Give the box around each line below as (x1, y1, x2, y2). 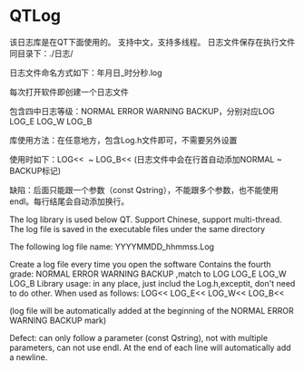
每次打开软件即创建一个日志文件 (9, 86, 129, 97)
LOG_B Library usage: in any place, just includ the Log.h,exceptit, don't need (9, 277, 296, 288)
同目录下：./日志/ (9, 47, 74, 59)
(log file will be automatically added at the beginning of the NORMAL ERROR (9, 305, 294, 316)
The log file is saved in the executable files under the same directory (9, 223, 266, 234)
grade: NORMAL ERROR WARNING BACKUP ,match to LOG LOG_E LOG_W (9, 268, 288, 279)
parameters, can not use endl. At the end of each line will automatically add (9, 342, 292, 353)
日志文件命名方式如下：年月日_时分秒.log (9, 67, 162, 78)
